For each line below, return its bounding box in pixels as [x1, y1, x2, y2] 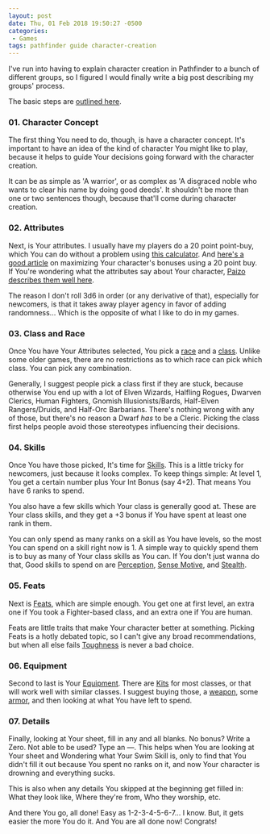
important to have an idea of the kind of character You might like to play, [8, 144, 248, 153]
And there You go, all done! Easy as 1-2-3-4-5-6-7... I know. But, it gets [8, 808, 244, 818]
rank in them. [8, 519, 52, 528]
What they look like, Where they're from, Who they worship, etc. [8, 792, 222, 803]
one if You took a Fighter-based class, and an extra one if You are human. [8, 607, 253, 617]
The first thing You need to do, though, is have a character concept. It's [8, 135, 246, 145]
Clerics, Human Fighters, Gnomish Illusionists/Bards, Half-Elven [8, 396, 219, 406]
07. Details [8, 715, 51, 727]
